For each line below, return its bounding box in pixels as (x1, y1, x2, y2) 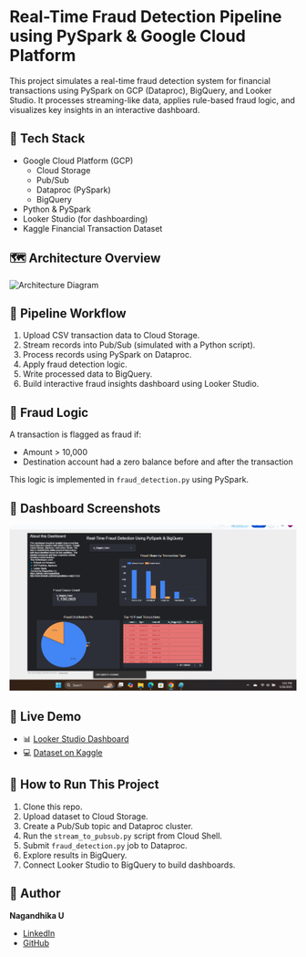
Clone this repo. (22, 801, 83, 812)
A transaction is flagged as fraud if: (9, 429, 142, 440)
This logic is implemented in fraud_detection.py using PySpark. (9, 474, 249, 485)
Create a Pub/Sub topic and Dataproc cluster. (22, 820, 194, 831)
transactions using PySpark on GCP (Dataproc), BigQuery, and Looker (9, 85, 272, 96)
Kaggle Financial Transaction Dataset (22, 223, 163, 234)
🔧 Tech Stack (9, 130, 86, 147)
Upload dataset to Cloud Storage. (22, 810, 148, 822)
